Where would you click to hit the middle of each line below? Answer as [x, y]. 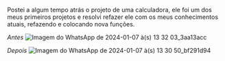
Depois [17, 50]
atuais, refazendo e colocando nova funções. [71, 24]
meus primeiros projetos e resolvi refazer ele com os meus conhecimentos [113, 17]
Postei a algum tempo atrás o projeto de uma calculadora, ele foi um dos [110, 10]
